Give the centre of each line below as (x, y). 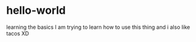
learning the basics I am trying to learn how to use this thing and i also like (98, 27)
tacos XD (17, 33)
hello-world (36, 10)
